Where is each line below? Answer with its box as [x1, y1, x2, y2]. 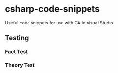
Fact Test [5, 49, 28, 55]
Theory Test [5, 62, 35, 69]
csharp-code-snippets [5, 3, 100, 15]
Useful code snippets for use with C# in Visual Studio [5, 20, 113, 25]
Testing [5, 34, 29, 42]
